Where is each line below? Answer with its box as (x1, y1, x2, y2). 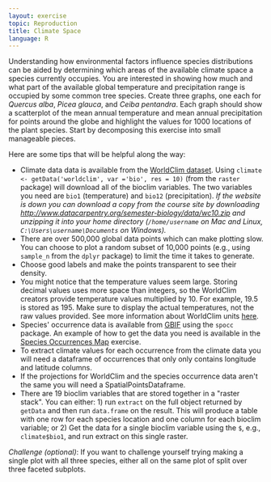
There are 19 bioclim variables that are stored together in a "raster (19, 389, 240, 399)
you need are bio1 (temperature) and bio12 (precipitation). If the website (19, 191, 261, 201)
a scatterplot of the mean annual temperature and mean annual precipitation (8, 108, 263, 118)
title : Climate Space (8, 27, 82, 35)
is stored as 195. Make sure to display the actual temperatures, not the (19, 302, 255, 312)
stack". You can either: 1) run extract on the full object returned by (19, 397, 243, 407)
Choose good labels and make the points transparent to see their (19, 260, 237, 269)
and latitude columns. (19, 363, 93, 373)
